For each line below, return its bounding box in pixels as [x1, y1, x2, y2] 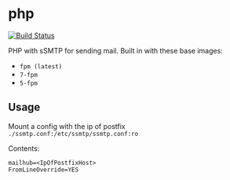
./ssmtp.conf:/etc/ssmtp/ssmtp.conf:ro [8, 130, 139, 138]
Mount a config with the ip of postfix [8, 121, 126, 130]
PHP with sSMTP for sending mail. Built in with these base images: [8, 46, 224, 55]
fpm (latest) [19, 62, 63, 71]
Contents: [8, 143, 40, 153]
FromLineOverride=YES [8, 166, 79, 174]
